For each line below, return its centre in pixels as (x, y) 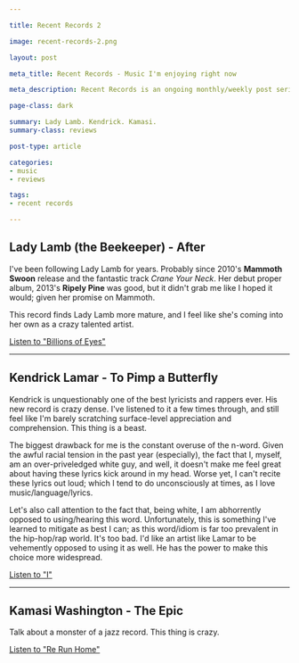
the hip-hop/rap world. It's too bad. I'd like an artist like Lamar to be (133, 538)
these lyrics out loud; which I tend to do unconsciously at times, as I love (142, 483)
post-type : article (45, 146)
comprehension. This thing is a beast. (78, 427)
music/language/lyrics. (51, 493)
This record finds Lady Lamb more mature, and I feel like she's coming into (146, 314)
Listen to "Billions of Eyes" (58, 341)
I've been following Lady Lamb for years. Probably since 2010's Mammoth (146, 269)
